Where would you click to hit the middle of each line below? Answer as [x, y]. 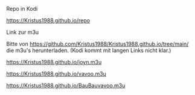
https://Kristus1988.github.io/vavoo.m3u [56, 74]
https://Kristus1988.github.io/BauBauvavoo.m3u [66, 85]
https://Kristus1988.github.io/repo [48, 20]
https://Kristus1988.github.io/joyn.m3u [54, 62]
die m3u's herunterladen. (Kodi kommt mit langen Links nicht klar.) [89, 50]
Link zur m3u [23, 32]
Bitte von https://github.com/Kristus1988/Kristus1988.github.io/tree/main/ [97, 44]
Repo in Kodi [22, 9]
